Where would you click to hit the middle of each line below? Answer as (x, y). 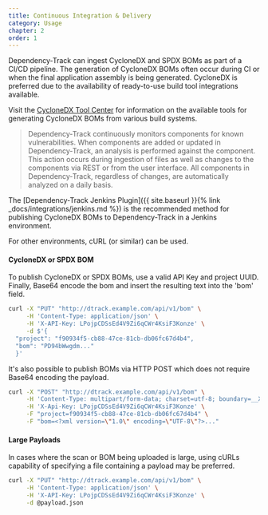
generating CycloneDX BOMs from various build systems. (103, 119)
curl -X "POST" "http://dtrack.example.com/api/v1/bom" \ (106, 392)
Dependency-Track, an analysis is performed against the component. (142, 151)
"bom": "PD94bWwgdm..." (55, 346)
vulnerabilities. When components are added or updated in (124, 143)
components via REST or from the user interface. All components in (138, 168)
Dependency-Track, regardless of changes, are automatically (128, 176)
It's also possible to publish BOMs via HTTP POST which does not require (129, 369)
